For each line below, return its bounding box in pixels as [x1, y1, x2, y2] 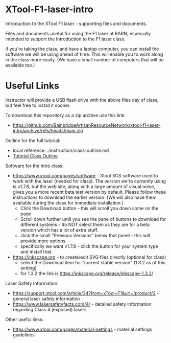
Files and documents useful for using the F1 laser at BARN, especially [5, 30, 151, 36]
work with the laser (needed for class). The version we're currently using [12, 178, 166, 184]
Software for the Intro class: [5, 163, 64, 169]
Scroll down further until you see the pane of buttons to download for [20, 216, 166, 222]
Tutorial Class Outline [12, 152, 58, 159]
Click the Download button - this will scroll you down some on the [20, 205, 159, 211]
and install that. [20, 248, 53, 255]
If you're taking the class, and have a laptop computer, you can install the [5, 45, 159, 52]
